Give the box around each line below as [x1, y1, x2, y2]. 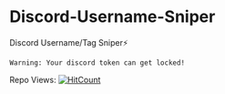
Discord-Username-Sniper [9, 6, 216, 27]
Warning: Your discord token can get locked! [9, 57, 185, 68]
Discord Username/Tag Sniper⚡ [9, 37, 129, 47]
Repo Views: [9, 74, 56, 85]
